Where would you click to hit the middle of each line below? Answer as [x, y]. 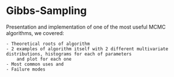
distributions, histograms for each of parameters [69, 54]
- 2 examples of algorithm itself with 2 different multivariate [87, 49]
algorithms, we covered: [35, 33]
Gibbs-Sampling [46, 11]
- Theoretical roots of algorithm [48, 44]
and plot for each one [44, 59]
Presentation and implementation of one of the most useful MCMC [86, 27]
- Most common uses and [35, 64]
